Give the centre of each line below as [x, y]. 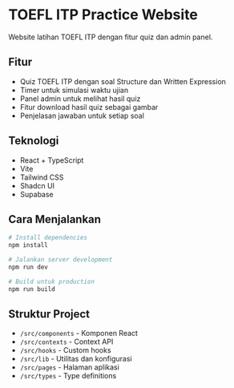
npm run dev [28, 267]
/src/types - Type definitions [68, 376]
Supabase [36, 194]
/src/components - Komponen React [79, 333]
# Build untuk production [51, 281]
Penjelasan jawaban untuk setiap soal [82, 115]
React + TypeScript [52, 160]
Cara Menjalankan [55, 219]
